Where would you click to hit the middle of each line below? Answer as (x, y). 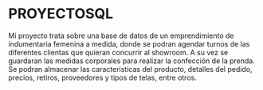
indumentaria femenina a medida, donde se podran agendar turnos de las (129, 43)
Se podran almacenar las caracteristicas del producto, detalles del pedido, (130, 69)
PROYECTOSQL (61, 14)
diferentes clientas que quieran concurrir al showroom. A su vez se (118, 52)
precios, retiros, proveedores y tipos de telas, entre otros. (102, 77)
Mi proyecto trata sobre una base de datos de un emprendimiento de (121, 36)
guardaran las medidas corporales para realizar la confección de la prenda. (131, 61)
